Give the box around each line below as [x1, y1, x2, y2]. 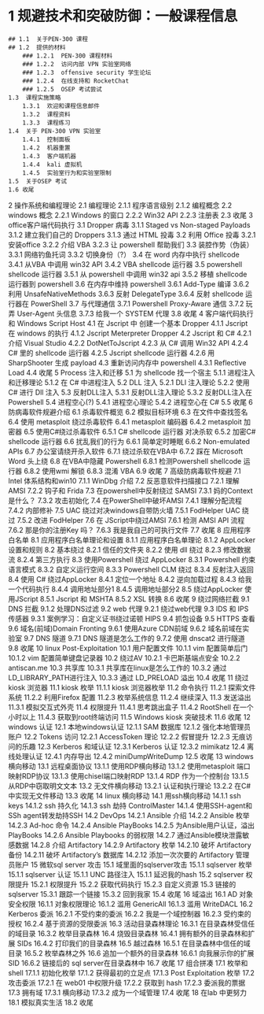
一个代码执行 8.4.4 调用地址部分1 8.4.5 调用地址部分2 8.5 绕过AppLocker [8, 584, 244, 594]
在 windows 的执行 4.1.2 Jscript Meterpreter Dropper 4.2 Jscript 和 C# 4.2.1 [8, 328, 251, 338]
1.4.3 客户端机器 [22, 152, 77, 160]
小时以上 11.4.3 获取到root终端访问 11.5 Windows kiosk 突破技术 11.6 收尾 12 [8, 712, 251, 721]
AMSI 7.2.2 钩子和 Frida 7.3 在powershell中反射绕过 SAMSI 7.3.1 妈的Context [8, 486, 253, 495]
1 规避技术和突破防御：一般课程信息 [8, 7, 238, 25]
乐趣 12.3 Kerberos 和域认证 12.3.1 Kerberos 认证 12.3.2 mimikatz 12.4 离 [21, 742, 255, 751]
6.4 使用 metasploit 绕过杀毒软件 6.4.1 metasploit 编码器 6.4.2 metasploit [8, 416, 242, 426]
